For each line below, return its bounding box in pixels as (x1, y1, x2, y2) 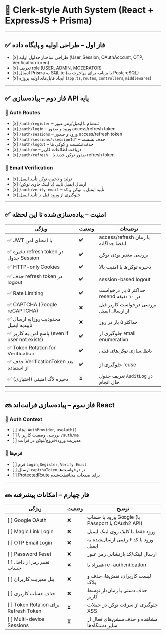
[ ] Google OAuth (7, 517, 47, 524)
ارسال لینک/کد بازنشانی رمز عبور (87, 551, 157, 558)
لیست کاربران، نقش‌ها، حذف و (87, 573, 152, 580)
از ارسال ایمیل (99, 307, 130, 314)
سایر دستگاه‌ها (87, 622, 118, 629)
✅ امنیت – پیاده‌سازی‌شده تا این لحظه (5, 211, 106, 219)
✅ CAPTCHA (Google (7, 301, 57, 308)
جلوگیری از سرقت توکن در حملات (87, 601, 158, 608)
